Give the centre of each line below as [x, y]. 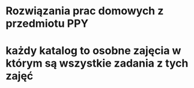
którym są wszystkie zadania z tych [97, 63]
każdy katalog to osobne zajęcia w [93, 51]
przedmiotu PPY [47, 23]
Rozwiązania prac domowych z [85, 11]
